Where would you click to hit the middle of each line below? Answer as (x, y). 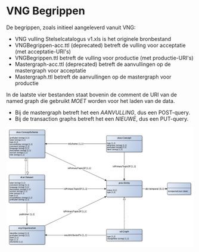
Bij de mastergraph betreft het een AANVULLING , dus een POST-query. (102, 112)
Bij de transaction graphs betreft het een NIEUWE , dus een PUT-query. (102, 119)
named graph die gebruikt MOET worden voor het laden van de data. (91, 101)
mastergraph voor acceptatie (50, 70)
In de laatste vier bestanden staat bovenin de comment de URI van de (92, 94)
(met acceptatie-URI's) (43, 51)
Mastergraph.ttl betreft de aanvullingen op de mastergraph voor (93, 77)
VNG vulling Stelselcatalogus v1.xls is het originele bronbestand (93, 39)
